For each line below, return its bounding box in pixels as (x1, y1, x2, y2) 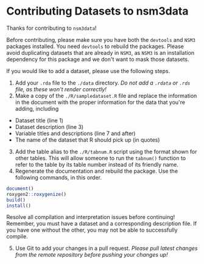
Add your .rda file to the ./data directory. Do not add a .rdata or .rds (15, 79, 191, 86)
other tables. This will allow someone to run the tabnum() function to (15, 154, 186, 162)
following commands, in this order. (15, 173, 102, 181)
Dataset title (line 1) (15, 117, 64, 124)
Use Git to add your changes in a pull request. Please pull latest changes (15, 245, 198, 252)
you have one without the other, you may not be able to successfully (6, 226, 178, 234)
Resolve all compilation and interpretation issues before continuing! (6, 214, 175, 221)
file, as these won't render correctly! (15, 85, 107, 92)
